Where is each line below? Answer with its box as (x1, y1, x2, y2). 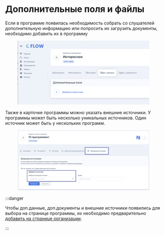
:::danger (5, 195, 24, 201)
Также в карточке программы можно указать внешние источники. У (5, 109, 151, 115)
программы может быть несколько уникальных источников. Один (5, 115, 147, 121)
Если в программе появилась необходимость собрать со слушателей (5, 20, 155, 26)
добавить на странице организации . (5, 216, 82, 222)
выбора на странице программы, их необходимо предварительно (5, 210, 147, 216)
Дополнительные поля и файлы (5, 3, 145, 15)
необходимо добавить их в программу (5, 30, 88, 36)
